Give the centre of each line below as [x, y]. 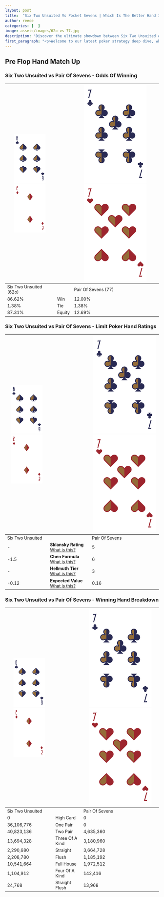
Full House [66, 864]
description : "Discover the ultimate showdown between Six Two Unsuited [81, 36]
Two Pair [64, 831]
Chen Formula [65, 557]
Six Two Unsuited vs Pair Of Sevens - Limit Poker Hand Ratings [81, 327]
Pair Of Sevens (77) [94, 289]
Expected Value [66, 580]
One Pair [64, 825]
